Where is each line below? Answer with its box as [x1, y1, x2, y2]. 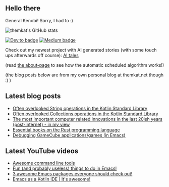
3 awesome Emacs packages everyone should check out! [12, 171, 133, 177]
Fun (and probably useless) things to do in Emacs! [12, 165, 117, 171]
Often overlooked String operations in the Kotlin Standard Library [12, 105, 148, 111]
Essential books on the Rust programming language [12, 126, 120, 133]
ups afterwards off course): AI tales [5, 52, 79, 58]
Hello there [5, 4, 41, 13]
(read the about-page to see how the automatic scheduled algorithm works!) [5, 62, 164, 68]
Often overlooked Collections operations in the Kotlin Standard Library [12, 111, 158, 117]
